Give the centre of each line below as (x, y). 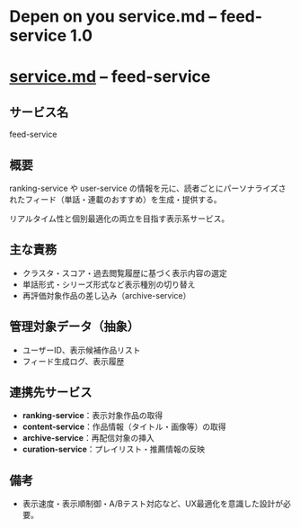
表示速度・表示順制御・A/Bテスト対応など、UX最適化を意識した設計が (153, 504)
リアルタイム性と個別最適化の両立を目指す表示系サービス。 (119, 219)
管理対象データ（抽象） (74, 327)
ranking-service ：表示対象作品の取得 (93, 416)
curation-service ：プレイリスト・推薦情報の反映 (114, 449)
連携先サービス (51, 393)
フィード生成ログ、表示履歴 (73, 361)
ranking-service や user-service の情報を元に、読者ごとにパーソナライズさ (148, 188)
